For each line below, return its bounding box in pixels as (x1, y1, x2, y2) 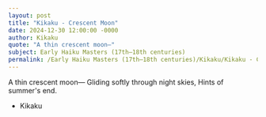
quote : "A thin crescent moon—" (8, 41, 115, 49)
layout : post (8, 11, 51, 20)
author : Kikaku (8, 33, 59, 42)
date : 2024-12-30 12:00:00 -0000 (8, 26, 119, 34)
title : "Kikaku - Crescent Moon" (8, 19, 119, 27)
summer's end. (8, 85, 58, 95)
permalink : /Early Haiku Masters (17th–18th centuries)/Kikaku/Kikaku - (8, 56, 253, 64)
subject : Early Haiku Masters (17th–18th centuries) (8, 48, 186, 56)
